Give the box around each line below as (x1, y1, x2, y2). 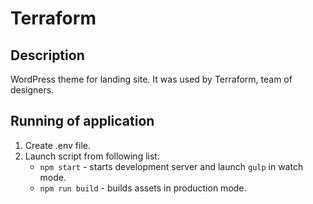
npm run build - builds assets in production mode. (39, 182, 247, 194)
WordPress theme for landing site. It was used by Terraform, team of (10, 73, 293, 85)
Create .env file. (24, 139, 91, 151)
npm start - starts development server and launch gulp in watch (39, 160, 304, 172)
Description (10, 47, 85, 64)
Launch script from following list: (24, 150, 160, 162)
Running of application (10, 113, 155, 130)
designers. (10, 84, 55, 96)
